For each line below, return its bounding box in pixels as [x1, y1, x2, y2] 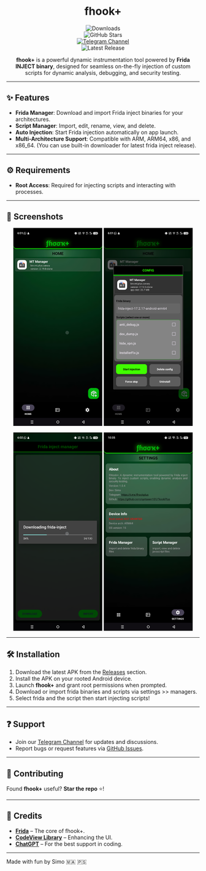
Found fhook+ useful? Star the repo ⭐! [6, 784, 105, 792]
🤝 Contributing [6, 768, 64, 779]
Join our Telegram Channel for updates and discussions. [15, 738, 158, 746]
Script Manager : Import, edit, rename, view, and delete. [15, 122, 156, 130]
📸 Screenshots [6, 211, 64, 222]
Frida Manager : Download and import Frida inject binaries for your [15, 109, 184, 116]
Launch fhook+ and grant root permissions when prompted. [15, 681, 167, 689]
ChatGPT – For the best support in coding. [15, 840, 123, 848]
